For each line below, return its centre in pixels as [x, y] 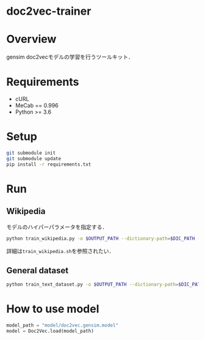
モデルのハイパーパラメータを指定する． [57, 227]
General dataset [38, 270]
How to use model [53, 309]
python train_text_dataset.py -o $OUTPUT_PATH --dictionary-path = [92, 285]
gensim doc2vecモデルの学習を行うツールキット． [70, 57]
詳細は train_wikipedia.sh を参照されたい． [60, 251]
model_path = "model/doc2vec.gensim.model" [63, 325]
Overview [31, 39]
